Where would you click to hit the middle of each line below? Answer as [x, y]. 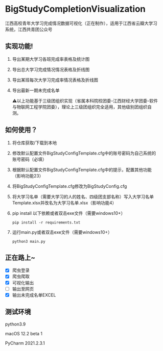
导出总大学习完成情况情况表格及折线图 [51, 69]
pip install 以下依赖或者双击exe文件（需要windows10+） [69, 213]
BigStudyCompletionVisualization [75, 9]
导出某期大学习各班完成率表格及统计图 [51, 59]
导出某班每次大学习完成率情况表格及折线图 [55, 80]
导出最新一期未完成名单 [36, 90]
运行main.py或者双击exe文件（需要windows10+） [62, 232]
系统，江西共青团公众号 [29, 29]
